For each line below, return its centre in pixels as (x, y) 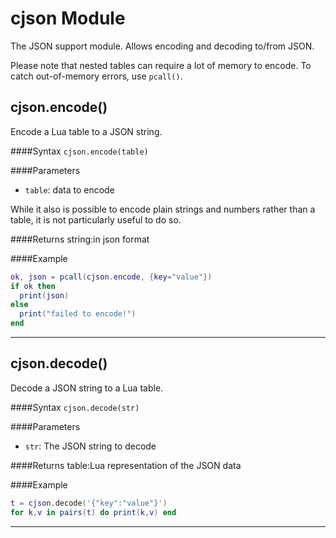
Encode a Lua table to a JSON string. (86, 131)
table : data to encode (69, 189)
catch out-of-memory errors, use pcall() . (96, 76)
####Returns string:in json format (80, 239)
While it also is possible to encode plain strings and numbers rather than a (163, 209)
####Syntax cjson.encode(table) (79, 151)
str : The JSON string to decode (90, 446)
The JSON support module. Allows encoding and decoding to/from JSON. (162, 46)
